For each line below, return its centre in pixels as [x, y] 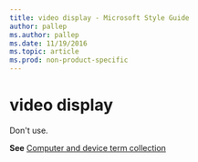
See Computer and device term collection [88, 147]
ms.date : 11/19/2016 [49, 43]
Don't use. [29, 130]
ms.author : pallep [44, 35]
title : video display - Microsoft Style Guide [99, 18]
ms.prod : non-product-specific [69, 60]
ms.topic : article [44, 52]
